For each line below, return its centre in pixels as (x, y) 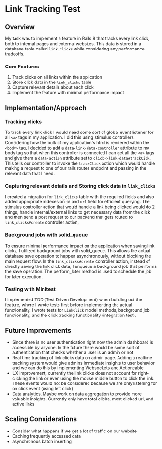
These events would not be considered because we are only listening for (84, 383)
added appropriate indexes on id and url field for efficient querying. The (77, 202)
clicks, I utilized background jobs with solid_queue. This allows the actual (78, 250)
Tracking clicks (23, 121)
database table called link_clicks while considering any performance (75, 49)
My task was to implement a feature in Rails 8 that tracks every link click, (77, 38)
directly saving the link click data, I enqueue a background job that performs (81, 266)
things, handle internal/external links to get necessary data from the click (78, 212)
